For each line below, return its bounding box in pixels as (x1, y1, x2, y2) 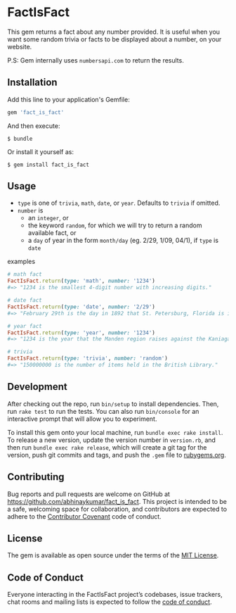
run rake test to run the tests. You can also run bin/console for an (7, 407, 199, 415)
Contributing (7, 471, 65, 483)
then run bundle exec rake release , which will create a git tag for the (7, 443, 207, 451)
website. (7, 42, 32, 51)
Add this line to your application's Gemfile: (7, 95, 130, 103)
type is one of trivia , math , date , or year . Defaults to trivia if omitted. (17, 198, 221, 208)
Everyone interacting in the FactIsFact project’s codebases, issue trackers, (7, 590, 223, 599)
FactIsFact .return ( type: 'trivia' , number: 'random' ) (7, 355, 169, 362)
